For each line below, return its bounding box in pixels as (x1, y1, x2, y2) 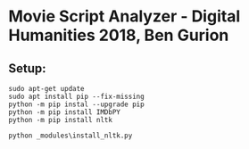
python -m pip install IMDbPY (8, 108, 121, 117)
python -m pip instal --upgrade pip (8, 100, 145, 109)
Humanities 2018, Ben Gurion (8, 25, 229, 46)
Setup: (8, 61, 46, 76)
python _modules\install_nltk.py (8, 131, 133, 140)
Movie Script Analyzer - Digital (8, 6, 241, 27)
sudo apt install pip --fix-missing (8, 92, 145, 101)
